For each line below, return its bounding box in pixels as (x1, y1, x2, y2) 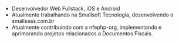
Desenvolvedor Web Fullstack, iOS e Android (11, 5, 120, 12)
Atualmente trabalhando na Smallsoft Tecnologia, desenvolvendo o (11, 11, 174, 18)
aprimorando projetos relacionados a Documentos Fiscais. (11, 30, 153, 37)
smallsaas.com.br (11, 18, 55, 24)
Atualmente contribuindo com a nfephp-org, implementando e (11, 24, 162, 31)
